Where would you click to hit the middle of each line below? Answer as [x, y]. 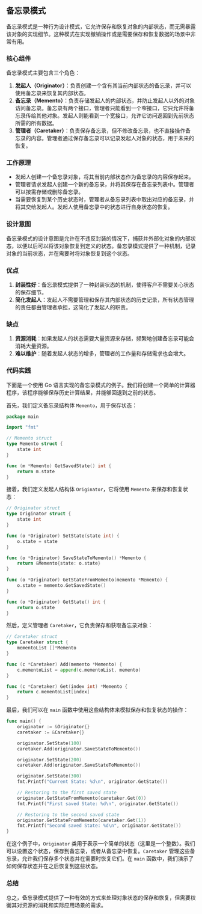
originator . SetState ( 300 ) [50, 776]
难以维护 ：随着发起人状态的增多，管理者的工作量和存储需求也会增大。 [102, 354]
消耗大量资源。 [33, 346]
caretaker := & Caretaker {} [51, 732]
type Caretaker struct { [37, 642]
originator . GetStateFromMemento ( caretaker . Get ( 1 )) [82, 820]
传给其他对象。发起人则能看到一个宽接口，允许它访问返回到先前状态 [110, 115]
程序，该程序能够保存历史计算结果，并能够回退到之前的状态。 [83, 392]
